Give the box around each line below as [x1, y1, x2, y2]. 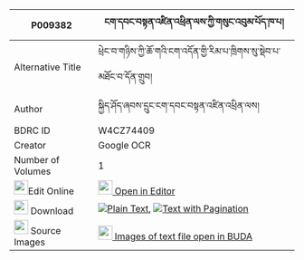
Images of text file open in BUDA [114, 230, 253, 243]
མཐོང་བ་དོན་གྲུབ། [98, 71, 153, 82]
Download [30, 205, 74, 217]
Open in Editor [114, 185, 176, 197]
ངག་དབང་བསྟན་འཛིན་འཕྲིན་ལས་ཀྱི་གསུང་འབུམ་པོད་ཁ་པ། [103, 15, 285, 28]
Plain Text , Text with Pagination [107, 202, 249, 215]
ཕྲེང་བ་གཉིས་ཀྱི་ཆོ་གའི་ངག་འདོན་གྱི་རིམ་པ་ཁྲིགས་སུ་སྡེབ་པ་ [98, 45, 281, 57]
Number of [14, 154, 61, 166]
